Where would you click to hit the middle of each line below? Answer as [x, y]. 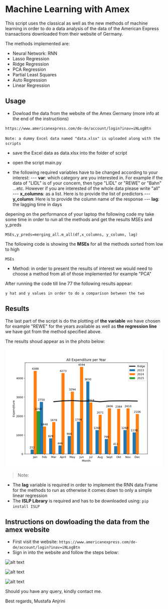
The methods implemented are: [38, 43]
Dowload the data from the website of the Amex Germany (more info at [86, 113]
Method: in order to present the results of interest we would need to [82, 268]
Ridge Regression [31, 64]
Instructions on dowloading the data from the [77, 522]
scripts [13, 143]
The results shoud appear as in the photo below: [55, 341]
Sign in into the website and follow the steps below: [65, 552]
